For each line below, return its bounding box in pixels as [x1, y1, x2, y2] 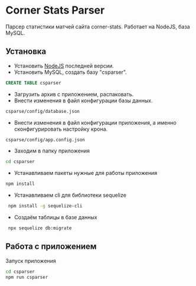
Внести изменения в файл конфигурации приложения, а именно [14, 119, 177, 126]
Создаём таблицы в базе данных [14, 214, 98, 220]
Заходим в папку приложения [14, 147, 90, 154]
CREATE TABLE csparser [5, 80, 61, 86]
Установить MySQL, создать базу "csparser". [14, 69, 128, 76]
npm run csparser [5, 274, 48, 280]
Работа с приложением [5, 242, 97, 252]
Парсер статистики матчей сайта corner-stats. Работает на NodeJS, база [5, 23, 190, 30]
